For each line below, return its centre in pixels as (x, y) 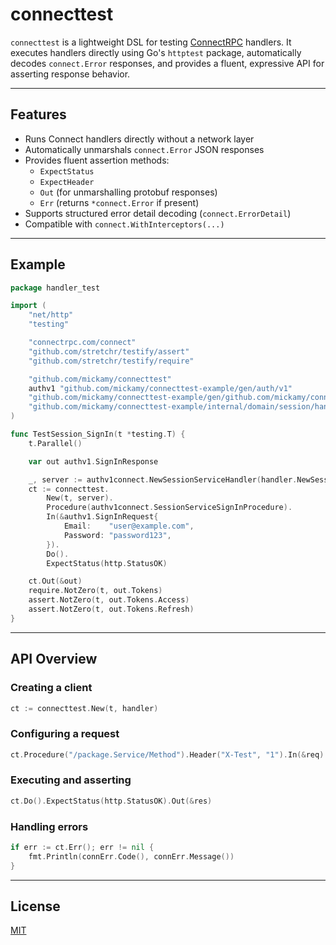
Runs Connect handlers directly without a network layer (139, 139)
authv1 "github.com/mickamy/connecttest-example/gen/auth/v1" (160, 388)
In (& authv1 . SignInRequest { (102, 517)
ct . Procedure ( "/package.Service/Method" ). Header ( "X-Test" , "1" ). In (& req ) (167, 754)
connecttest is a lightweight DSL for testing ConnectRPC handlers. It (151, 42)
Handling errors (49, 826)
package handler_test (55, 288)
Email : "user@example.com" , (129, 526)
